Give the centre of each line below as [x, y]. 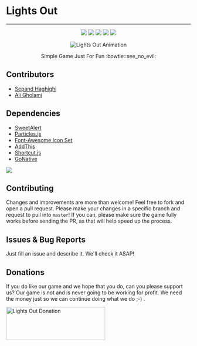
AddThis [25, 146]
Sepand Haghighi [35, 89]
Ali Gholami [28, 95]
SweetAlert [28, 127]
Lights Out [32, 11]
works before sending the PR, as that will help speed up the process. [89, 221]
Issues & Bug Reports [46, 239]
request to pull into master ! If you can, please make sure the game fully [91, 215]
